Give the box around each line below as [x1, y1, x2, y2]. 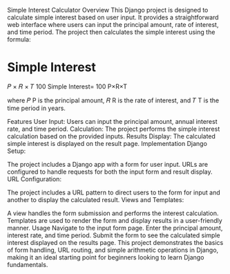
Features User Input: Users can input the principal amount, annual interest [7, 117, 218, 125]
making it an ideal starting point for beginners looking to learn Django [7, 253, 204, 262]
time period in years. [7, 104, 66, 112]
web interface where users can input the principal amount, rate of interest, [7, 21, 219, 28]
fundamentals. [7, 260, 48, 268]
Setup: [7, 147, 26, 155]
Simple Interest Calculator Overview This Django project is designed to [7, 6, 209, 14]
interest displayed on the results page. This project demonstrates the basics [7, 238, 224, 246]
